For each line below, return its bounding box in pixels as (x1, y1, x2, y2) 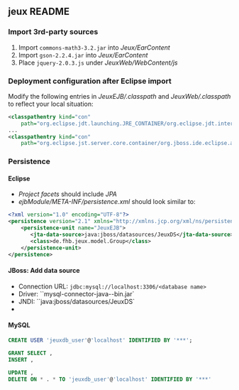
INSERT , (8, 356, 34, 363)
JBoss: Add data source (8, 266, 80, 275)
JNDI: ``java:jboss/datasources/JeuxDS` (18, 297, 135, 305)
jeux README (8, 6, 70, 18)
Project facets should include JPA (18, 190, 118, 198)
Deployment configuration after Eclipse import (8, 76, 172, 86)
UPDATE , (8, 369, 34, 376)
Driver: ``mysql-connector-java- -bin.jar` (18, 289, 135, 298)
